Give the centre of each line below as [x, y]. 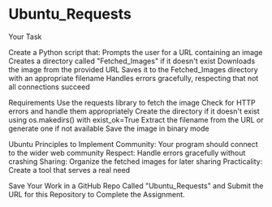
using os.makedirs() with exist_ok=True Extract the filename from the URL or [136, 119]
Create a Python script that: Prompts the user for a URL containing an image [136, 52]
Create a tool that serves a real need [69, 170]
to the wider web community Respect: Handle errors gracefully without [127, 153]
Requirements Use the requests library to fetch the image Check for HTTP [132, 102]
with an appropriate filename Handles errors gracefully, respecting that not [134, 78]
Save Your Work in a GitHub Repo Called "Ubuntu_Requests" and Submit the [136, 185]
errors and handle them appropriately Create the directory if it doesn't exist [134, 111]
